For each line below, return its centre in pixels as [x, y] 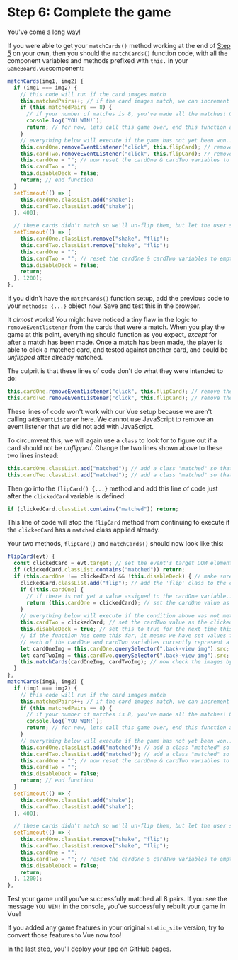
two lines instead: [33, 455]
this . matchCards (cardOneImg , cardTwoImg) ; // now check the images [121, 662]
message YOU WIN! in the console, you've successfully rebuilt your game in [116, 906]
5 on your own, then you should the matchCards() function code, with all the [118, 53]
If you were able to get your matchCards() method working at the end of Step [119, 45]
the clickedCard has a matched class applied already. [84, 530]
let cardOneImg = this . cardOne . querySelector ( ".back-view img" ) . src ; [125, 648]
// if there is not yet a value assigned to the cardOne [112, 596]
